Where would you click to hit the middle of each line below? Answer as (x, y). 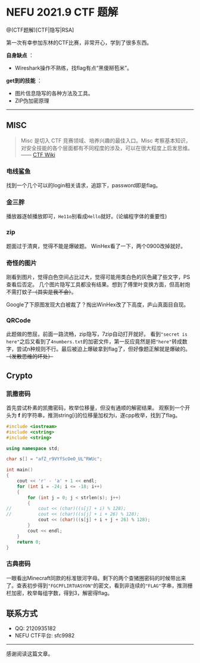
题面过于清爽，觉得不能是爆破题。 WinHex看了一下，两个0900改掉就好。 (96, 246)
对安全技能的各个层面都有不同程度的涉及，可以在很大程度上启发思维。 (107, 148)
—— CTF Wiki (38, 154)
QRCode (18, 320)
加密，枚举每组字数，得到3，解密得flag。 (62, 593)
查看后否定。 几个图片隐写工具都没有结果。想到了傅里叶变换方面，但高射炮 (98, 284)
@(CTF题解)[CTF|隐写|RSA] (40, 30)
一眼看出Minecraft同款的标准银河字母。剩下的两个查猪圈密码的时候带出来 (96, 578)
